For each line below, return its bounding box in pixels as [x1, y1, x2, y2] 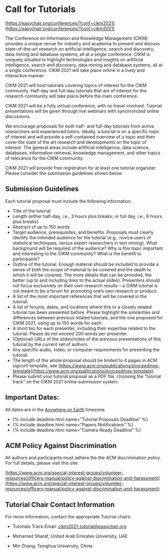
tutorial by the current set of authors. [12, 341, 89, 347]
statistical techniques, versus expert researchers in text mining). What [12, 240, 157, 246]
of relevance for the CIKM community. [5, 155, 84, 161]
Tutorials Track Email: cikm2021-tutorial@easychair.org [12, 523, 127, 529]
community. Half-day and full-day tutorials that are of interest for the [5, 87, 147, 93]
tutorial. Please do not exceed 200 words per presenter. [12, 330, 128, 337]
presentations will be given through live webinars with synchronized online [5, 108, 159, 114]
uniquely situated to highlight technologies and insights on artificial [5, 56, 143, 62]
